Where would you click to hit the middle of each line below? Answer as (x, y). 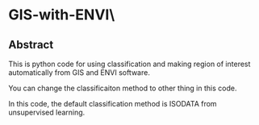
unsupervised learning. (47, 112)
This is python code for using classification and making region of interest (129, 64)
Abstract (31, 45)
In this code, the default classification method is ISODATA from (113, 104)
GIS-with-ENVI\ (62, 15)
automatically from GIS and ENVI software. (79, 73)
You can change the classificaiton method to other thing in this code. (123, 88)
